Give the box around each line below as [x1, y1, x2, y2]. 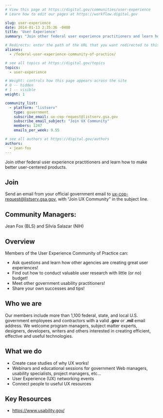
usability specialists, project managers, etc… [12, 370, 101, 376]
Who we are [5, 299, 42, 308]
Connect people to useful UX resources [12, 381, 91, 386]
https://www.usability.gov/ [12, 408, 65, 414]
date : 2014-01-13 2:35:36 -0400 [5, 25, 70, 30]
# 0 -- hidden [5, 83, 34, 88]
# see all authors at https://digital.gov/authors [5, 137, 110, 141]
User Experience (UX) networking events [12, 375, 95, 382]
